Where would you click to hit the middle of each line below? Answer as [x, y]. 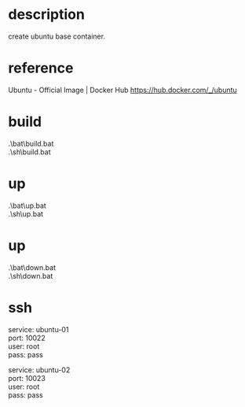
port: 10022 [27, 338]
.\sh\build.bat [29, 152]
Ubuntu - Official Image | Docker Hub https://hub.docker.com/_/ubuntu [122, 90]
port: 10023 [27, 378]
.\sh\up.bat [26, 213]
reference [41, 68]
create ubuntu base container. [57, 36]
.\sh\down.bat [31, 276]
